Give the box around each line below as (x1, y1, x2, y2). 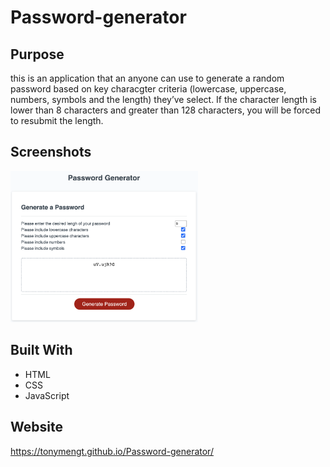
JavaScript (24, 389, 70, 401)
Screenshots (10, 144, 92, 161)
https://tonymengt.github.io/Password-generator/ (10, 445, 214, 457)
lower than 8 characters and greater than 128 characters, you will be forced (10, 104, 321, 116)
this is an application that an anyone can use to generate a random (10, 72, 285, 84)
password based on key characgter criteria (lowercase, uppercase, (10, 83, 287, 95)
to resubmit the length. (10, 115, 104, 126)
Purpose (10, 46, 65, 63)
